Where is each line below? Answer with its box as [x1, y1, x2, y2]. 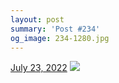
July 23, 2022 [10, 62, 68, 74]
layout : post [10, 14, 65, 25]
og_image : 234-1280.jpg [10, 33, 110, 43]
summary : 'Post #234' [10, 24, 101, 34]
